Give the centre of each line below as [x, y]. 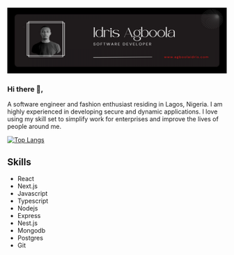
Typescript [33, 201]
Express [29, 216]
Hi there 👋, [25, 89]
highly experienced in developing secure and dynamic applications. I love [112, 111]
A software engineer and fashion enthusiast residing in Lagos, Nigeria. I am [115, 105]
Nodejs [28, 208]
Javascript [32, 194]
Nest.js [28, 223]
